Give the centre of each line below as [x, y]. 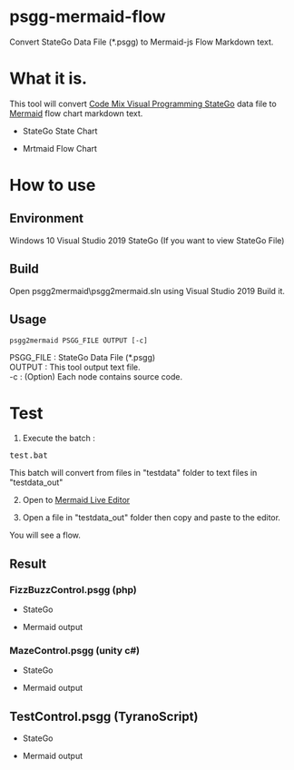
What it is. [49, 79]
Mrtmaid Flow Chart [60, 148]
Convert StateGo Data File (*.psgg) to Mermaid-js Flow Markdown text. [142, 42]
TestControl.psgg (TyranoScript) [104, 716]
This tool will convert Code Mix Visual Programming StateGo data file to [143, 104]
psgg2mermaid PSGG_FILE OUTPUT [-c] [78, 341]
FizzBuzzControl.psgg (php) [73, 589]
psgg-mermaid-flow [88, 17]
